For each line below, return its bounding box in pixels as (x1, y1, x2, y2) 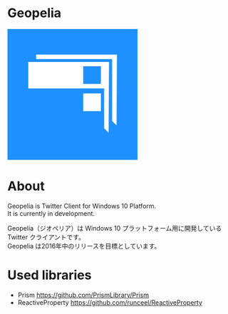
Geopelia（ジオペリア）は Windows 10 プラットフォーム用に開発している (7, 224, 222, 232)
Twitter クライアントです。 (7, 233, 85, 241)
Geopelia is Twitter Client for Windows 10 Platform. (7, 202, 157, 210)
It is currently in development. (7, 209, 95, 218)
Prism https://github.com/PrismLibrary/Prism (17, 291, 150, 299)
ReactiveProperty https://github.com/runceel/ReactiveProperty (17, 298, 203, 307)
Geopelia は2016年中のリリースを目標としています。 (7, 241, 161, 250)
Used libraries (7, 267, 92, 283)
